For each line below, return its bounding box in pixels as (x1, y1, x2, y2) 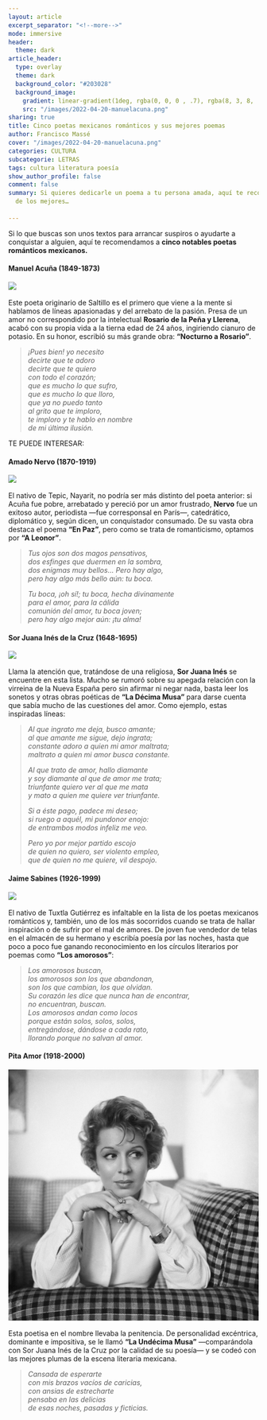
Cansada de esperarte (27, 1369, 103, 1379)
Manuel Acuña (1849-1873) (8, 263, 101, 274)
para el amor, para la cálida (27, 597, 119, 608)
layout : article (8, 13, 62, 21)
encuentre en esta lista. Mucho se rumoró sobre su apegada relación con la (8, 675, 256, 685)
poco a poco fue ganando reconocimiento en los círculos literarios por (8, 941, 238, 951)
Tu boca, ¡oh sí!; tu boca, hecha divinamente (27, 589, 175, 599)
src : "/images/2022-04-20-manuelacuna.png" (22, 105, 169, 113)
